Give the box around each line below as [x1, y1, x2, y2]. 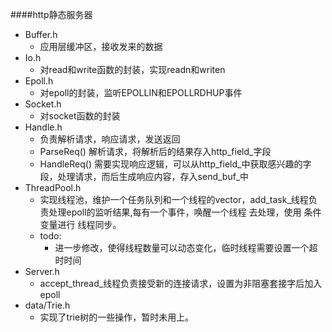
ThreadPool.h [24, 182, 82, 193]
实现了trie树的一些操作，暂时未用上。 [39, 311, 195, 323]
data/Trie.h [24, 299, 71, 311]
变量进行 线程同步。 [39, 219, 122, 230]
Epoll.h [24, 75, 54, 87]
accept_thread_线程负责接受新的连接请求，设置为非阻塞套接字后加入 [39, 278, 323, 289]
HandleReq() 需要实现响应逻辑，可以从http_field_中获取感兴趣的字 [39, 158, 312, 170]
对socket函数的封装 [39, 110, 121, 122]
